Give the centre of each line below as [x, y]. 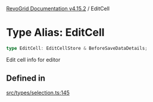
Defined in [26, 79]
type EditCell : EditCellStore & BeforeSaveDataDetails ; [77, 48]
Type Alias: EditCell [55, 33]
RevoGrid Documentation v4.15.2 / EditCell [58, 9]
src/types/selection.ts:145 [38, 93]
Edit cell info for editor [33, 59]
